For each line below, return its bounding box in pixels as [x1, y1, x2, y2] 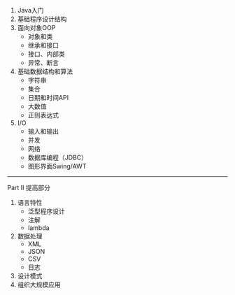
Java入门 [17, 6, 44, 14]
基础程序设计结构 [17, 15, 67, 23]
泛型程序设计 [27, 207, 65, 215]
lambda [27, 224, 50, 232]
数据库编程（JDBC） [27, 153, 88, 161]
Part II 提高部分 [7, 184, 51, 192]
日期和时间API [27, 94, 69, 101]
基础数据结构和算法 [17, 67, 73, 75]
